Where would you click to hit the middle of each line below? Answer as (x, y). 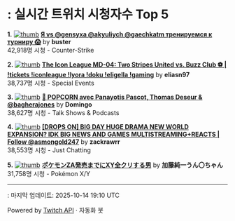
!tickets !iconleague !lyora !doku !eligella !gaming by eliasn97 (99, 74)
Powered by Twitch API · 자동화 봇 (55, 210)
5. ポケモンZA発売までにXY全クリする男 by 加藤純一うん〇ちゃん (115, 165)
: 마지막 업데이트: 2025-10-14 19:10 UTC (64, 195)
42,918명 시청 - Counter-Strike (51, 50)
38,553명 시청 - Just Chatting (49, 150)
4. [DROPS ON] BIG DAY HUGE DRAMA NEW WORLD (98, 126)
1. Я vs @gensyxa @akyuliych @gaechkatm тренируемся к (110, 34)
